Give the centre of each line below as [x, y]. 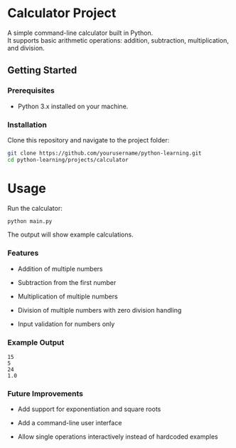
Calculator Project [62, 13]
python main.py [30, 221]
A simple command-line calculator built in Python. [80, 33]
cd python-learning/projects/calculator [68, 160]
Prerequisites [31, 90]
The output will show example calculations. [70, 235]
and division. [26, 48]
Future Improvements [45, 394]
